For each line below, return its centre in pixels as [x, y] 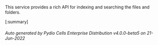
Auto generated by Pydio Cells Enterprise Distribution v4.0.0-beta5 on [76, 33]
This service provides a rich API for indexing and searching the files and [77, 7]
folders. [13, 12]
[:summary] [17, 22]
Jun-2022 [15, 38]
